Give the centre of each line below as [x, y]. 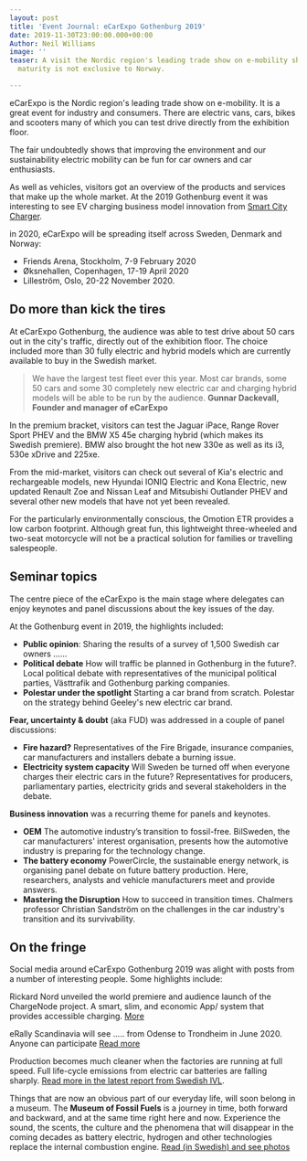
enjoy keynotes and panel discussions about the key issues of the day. [142, 608]
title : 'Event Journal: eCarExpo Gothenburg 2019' [108, 27]
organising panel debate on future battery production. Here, [135, 870]
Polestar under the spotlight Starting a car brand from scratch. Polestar [159, 692]
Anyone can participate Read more [75, 1044]
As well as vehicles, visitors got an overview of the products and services [148, 186]
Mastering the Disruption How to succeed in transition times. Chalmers [158, 899]
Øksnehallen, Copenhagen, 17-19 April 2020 [106, 271]
